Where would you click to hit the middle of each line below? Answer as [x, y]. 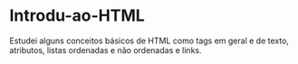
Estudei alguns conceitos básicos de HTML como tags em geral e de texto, [149, 41]
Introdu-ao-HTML [77, 16]
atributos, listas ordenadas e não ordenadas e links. [106, 50]
